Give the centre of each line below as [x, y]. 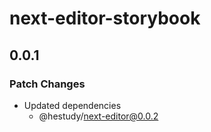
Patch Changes [47, 84]
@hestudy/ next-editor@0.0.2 [98, 116]
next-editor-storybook [105, 18]
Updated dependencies [72, 105]
